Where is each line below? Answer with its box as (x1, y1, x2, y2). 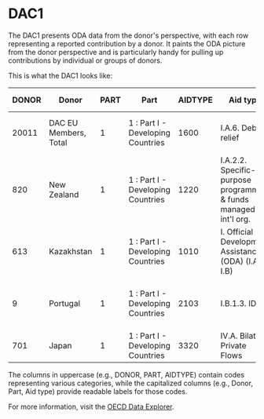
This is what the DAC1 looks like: (8, 71, 113, 80)
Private (220, 340, 247, 351)
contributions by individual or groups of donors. (8, 56, 163, 65)
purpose (220, 174, 251, 185)
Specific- (220, 164, 256, 175)
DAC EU (48, 117, 79, 128)
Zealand (48, 189, 79, 200)
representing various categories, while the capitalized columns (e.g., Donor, (8, 378, 254, 388)
